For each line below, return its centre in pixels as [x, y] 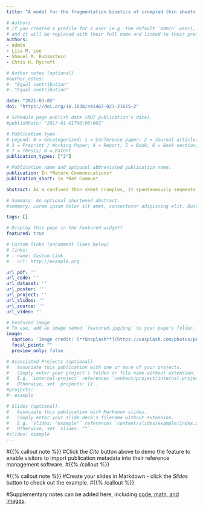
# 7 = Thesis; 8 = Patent [39, 151]
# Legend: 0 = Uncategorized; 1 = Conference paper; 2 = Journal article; [102, 140]
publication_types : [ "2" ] [39, 157]
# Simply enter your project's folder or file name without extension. [101, 373]
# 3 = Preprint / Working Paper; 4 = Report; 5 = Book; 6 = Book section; [102, 145]
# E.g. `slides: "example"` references [59, 423]
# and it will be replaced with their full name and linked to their [96, 34]
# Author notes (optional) [40, 73]
